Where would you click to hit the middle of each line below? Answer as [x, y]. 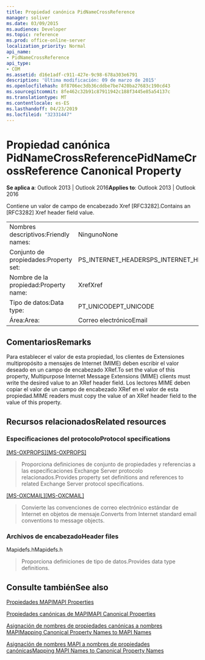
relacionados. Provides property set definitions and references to [103, 477]
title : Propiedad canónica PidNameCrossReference [71, 12]
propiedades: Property [41, 260]
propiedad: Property [38, 285]
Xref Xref [91, 285]
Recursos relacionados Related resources [86, 422]
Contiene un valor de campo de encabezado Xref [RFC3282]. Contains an [99, 206]
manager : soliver [28, 18]
